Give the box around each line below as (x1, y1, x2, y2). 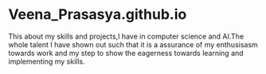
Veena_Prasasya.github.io (8, 6, 187, 24)
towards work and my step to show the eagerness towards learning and (8, 48, 244, 57)
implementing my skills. (8, 57, 85, 66)
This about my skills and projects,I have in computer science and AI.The (8, 31, 244, 41)
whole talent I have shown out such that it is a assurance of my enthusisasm (8, 39, 259, 49)
